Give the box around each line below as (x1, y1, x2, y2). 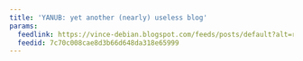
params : (9, 22, 39, 30)
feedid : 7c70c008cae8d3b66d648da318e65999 (17, 38, 179, 48)
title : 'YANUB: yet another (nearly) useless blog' (9, 13, 207, 22)
